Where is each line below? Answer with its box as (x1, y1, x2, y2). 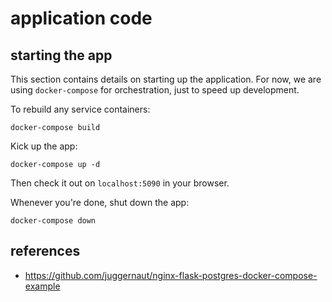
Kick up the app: (10, 140, 78, 152)
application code (10, 7, 153, 30)
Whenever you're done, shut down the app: (10, 197, 190, 208)
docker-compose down (10, 216, 97, 226)
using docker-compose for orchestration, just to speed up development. (10, 84, 300, 96)
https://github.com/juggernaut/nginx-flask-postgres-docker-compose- (24, 269, 318, 281)
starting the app (10, 47, 113, 64)
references (10, 243, 81, 260)
